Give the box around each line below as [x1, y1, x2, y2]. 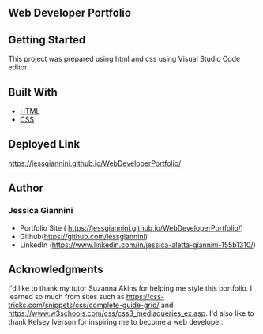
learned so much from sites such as [8, 292, 125, 302]
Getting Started [8, 33, 86, 47]
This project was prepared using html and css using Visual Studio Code [8, 54, 241, 64]
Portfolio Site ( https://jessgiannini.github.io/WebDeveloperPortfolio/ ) [19, 223, 243, 232]
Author [8, 182, 43, 195]
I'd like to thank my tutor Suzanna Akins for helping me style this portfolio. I [8, 283, 253, 293]
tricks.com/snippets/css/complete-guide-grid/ [8, 300, 160, 310]
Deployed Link [8, 137, 81, 151]
